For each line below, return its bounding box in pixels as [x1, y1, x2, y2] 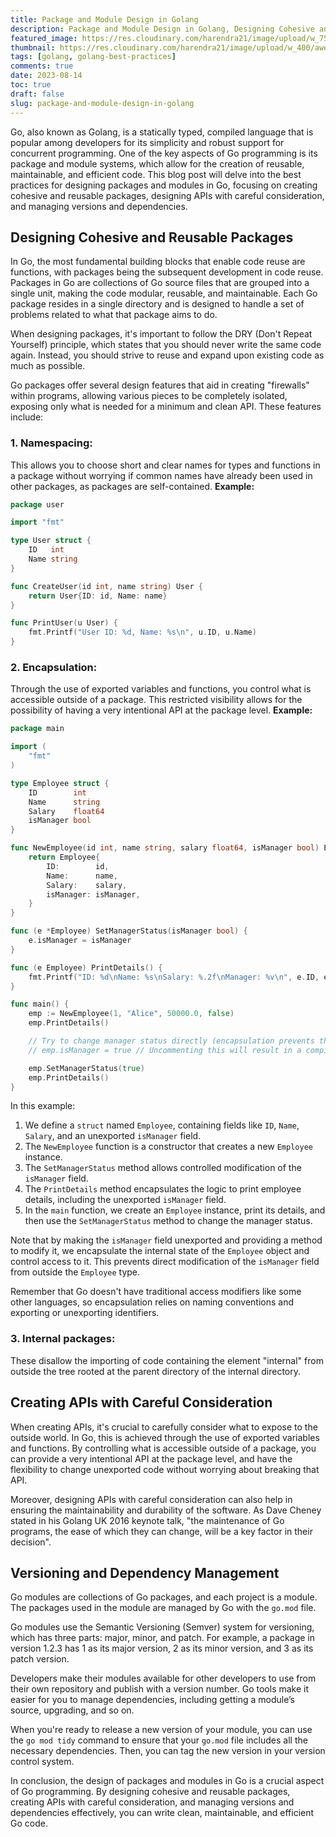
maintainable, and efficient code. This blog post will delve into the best [10, 168, 302, 180]
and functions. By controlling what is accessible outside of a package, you [10, 1442, 317, 1454]
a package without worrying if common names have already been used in [10, 469, 313, 481]
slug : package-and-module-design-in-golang [10, 98, 195, 108]
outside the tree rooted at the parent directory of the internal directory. [10, 1365, 302, 1377]
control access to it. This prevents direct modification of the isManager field [10, 1256, 320, 1268]
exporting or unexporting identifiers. [10, 1307, 160, 1319]
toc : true [10, 80, 52, 90]
